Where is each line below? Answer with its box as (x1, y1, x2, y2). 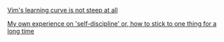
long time (7, 27, 34, 35)
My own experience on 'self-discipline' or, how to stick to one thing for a (7, 20, 217, 27)
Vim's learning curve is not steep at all (7, 6, 118, 14)
